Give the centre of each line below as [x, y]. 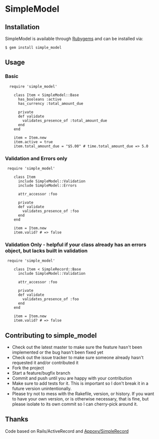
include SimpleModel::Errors [47, 185]
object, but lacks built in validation [46, 250]
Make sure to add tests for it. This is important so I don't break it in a [80, 383]
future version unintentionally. [42, 389]
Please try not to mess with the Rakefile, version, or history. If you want [83, 394]
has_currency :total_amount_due [50, 103]
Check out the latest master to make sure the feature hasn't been [77, 347]
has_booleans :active [40, 99]
